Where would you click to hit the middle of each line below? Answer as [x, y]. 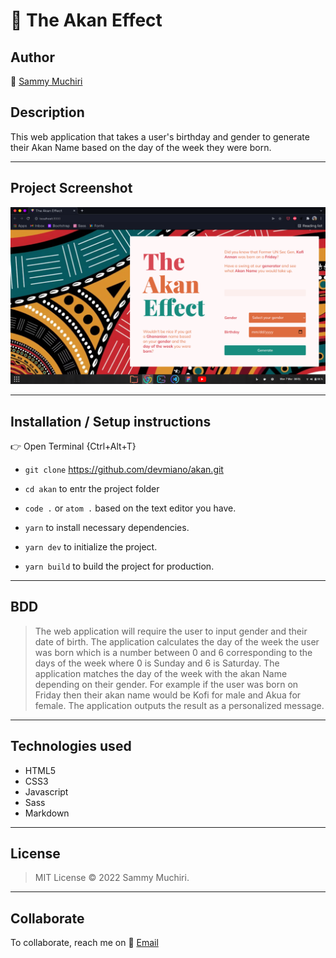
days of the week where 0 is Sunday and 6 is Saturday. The [157, 663]
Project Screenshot [71, 188]
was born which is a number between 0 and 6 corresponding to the [173, 652]
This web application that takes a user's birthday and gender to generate [160, 136]
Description [47, 112]
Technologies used [71, 746]
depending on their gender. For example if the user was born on [166, 684]
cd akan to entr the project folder [92, 488]
